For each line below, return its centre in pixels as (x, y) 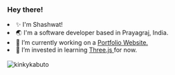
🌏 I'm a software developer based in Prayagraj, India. (92, 33)
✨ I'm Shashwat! (40, 25)
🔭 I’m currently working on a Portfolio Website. (82, 43)
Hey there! (25, 10)
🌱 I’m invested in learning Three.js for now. (76, 50)
